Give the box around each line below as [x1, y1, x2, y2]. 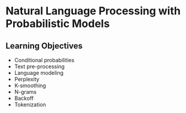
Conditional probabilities [14, 57, 75, 63]
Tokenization [14, 101, 46, 108]
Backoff [14, 94, 34, 102]
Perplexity [14, 76, 39, 83]
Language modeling [14, 69, 64, 76]
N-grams [14, 88, 37, 95]
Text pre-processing [14, 63, 65, 70]
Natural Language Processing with [5, 4, 181, 18]
